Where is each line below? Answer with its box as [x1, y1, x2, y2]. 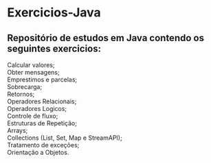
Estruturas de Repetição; [7, 119, 78, 127]
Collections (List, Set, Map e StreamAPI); [7, 134, 122, 142]
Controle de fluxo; [7, 112, 58, 120]
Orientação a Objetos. [7, 149, 69, 156]
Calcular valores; [7, 61, 55, 69]
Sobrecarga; [7, 83, 43, 90]
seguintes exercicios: [7, 42, 102, 54]
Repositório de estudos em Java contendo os [7, 32, 205, 44]
